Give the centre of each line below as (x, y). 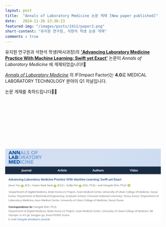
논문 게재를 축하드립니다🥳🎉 (31, 91)
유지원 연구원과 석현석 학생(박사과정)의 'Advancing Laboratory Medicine (78, 52)
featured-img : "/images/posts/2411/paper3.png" (55, 26)
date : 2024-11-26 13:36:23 (35, 21)
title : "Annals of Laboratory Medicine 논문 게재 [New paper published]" (82, 16)
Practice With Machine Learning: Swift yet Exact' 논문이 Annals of (73, 58)
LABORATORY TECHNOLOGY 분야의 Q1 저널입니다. (56, 81)
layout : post (19, 10)
